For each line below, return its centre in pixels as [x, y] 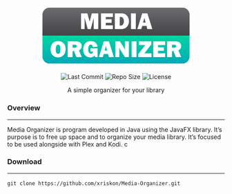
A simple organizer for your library [116, 90]
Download [25, 162]
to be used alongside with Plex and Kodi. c [67, 144]
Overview [24, 108]
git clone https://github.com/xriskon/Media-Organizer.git [94, 183]
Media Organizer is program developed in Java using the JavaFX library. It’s [115, 129]
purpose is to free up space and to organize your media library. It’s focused [114, 137]
